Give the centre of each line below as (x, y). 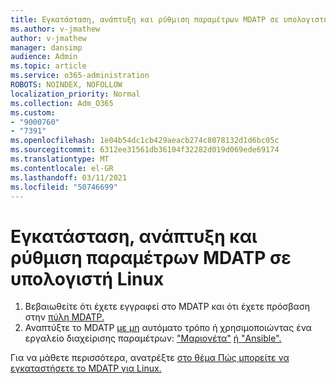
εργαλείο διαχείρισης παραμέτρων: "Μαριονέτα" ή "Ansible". (153, 338)
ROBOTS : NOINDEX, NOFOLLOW (66, 85)
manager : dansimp (46, 47)
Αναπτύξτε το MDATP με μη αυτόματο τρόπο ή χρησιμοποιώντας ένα (168, 328)
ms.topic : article (48, 66)
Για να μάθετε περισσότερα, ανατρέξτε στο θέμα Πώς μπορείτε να (150, 358)
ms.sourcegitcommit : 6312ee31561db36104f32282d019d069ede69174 (145, 150)
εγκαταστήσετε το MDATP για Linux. (86, 368)
